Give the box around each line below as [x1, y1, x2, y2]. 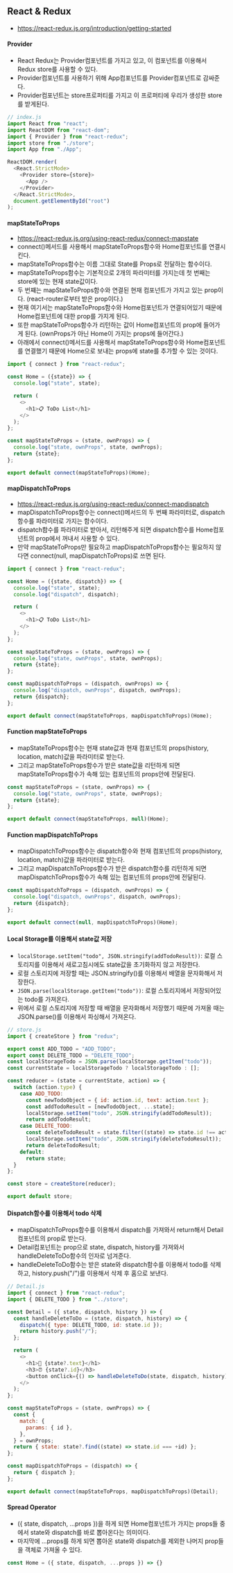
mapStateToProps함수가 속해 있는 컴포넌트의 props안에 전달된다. [17, 769, 196, 778]
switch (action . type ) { [13, 1084, 82, 1091]
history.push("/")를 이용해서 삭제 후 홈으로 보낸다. [32, 1269, 169, 1277]
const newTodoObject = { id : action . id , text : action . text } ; [25, 1096, 209, 1103]
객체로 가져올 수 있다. [24, 1545, 83, 1554]
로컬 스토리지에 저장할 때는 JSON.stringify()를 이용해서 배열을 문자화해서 [17, 968, 216, 977]
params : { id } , [25, 1424, 73, 1431]
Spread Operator [7, 1503, 57, 1512]
